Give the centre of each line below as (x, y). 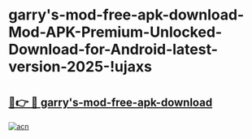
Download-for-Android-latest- (113, 50)
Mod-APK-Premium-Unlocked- (115, 32)
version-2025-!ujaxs (80, 67)
